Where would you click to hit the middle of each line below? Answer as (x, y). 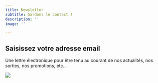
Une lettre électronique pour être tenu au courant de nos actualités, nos (79, 60)
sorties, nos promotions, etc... (36, 66)
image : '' (16, 24)
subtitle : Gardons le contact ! (39, 14)
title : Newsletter (24, 10)
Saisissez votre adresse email (53, 48)
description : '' (22, 19)
